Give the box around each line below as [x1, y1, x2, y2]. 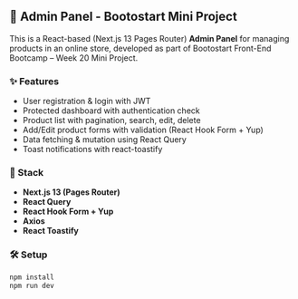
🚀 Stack [9, 167, 44, 179]
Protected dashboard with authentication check [22, 105, 201, 116]
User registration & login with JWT [22, 96, 151, 107]
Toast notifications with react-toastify [22, 144, 163, 155]
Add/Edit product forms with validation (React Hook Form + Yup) [22, 124, 264, 136]
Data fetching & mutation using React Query [22, 134, 187, 145]
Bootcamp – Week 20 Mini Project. [9, 52, 139, 63]
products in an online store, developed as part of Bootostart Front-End [9, 43, 272, 53]
